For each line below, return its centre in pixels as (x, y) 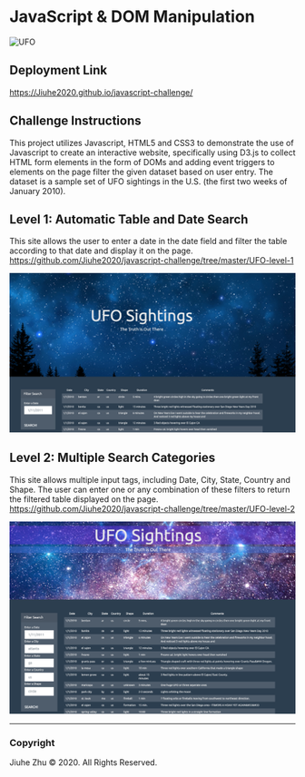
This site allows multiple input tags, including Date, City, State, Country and (150, 479)
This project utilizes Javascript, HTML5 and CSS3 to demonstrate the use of (152, 143)
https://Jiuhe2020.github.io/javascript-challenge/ (101, 92)
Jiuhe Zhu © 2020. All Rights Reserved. (84, 762)
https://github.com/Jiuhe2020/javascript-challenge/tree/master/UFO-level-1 (152, 261)
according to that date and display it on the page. (101, 251)
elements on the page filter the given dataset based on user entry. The (142, 172)
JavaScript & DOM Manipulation (133, 17)
